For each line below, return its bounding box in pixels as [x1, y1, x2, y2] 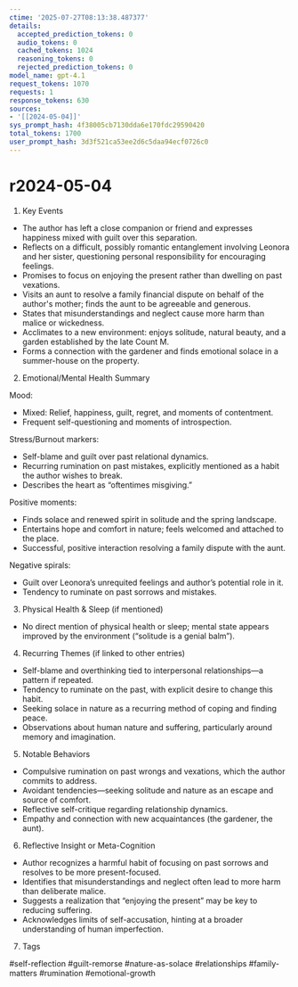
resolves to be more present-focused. [21, 867, 162, 877]
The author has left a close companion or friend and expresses [21, 222, 254, 233]
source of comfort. [21, 794, 92, 805]
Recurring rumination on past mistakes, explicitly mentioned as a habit [21, 460, 280, 471]
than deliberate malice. [21, 885, 107, 896]
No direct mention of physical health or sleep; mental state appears [21, 621, 270, 631]
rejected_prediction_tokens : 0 [17, 63, 133, 72]
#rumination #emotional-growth [38, 967, 156, 978]
